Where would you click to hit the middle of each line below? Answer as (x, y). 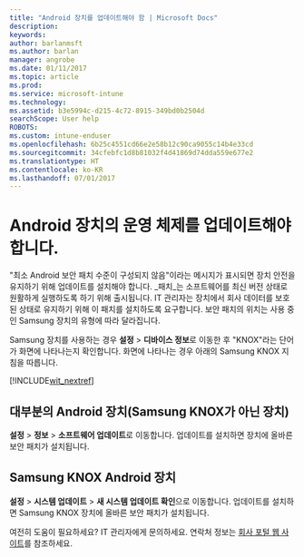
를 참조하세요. (49, 543)
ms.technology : (38, 102)
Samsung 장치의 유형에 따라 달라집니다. (89, 321)
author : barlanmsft (46, 43)
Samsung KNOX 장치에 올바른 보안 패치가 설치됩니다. (114, 513)
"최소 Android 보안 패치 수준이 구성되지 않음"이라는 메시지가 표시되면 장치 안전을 (152, 275)
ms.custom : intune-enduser (60, 136)
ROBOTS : (24, 128)
